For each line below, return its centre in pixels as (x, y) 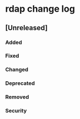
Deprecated (20, 83)
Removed (17, 97)
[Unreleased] (27, 28)
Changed (17, 69)
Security (16, 111)
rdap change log (40, 9)
